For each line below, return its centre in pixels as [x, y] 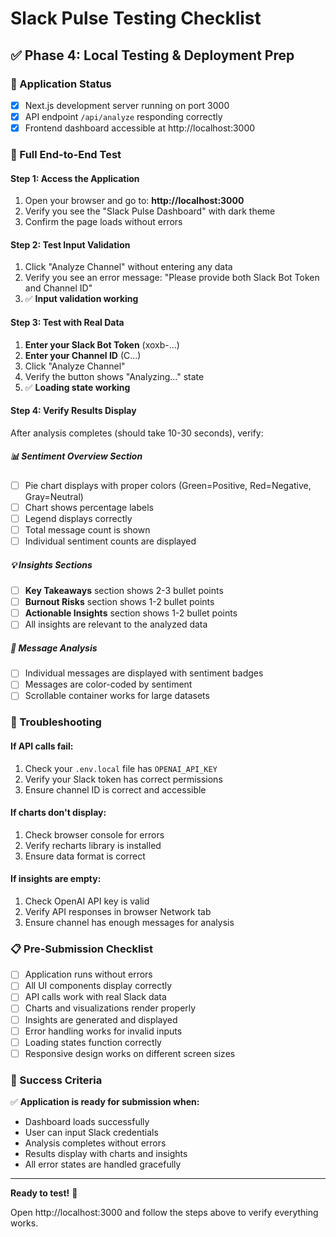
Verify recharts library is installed [93, 845]
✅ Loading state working [77, 387]
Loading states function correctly [93, 1042]
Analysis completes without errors [95, 1143]
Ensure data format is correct [85, 856]
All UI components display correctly [98, 986]
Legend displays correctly [78, 518]
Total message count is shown [87, 529]
